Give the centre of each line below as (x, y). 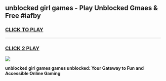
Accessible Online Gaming (33, 73)
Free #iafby (23, 16)
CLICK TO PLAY (24, 30)
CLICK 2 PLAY (22, 48)
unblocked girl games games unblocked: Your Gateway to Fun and (75, 68)
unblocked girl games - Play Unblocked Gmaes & (82, 8)
